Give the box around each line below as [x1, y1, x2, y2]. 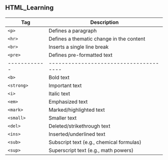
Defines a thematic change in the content [48, 35, 145, 42]
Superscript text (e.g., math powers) [48, 147, 133, 154]
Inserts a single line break [48, 43, 109, 50]
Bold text [48, 74, 70, 81]
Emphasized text [48, 98, 88, 105]
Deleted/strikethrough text [48, 123, 110, 129]
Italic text [48, 90, 70, 97]
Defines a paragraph [48, 27, 97, 34]
